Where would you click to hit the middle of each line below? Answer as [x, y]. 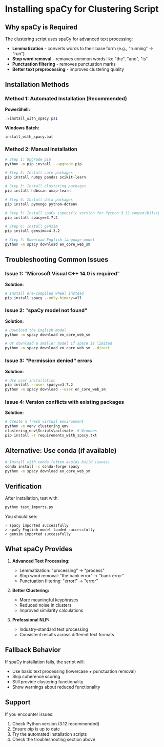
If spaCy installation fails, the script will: [45, 662]
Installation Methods [37, 85]
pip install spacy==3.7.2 [31, 218]
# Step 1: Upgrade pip [28, 159]
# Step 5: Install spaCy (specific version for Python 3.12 [68, 213]
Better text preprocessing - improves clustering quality [68, 69]
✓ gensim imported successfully [38, 534]
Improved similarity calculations [51, 610]
